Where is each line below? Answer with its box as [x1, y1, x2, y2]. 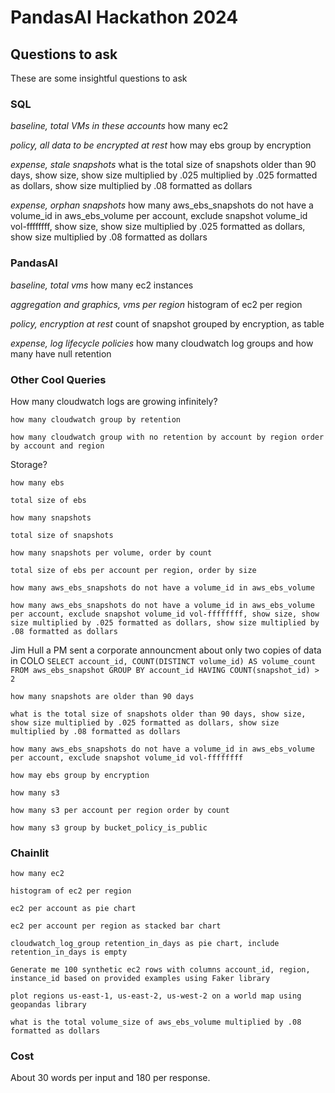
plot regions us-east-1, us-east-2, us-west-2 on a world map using [10, 991, 302, 1001]
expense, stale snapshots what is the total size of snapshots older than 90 [10, 159, 317, 171]
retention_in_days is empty [10, 947, 128, 958]
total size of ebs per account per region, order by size [10, 565, 257, 575]
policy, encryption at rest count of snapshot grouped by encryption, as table [10, 317, 325, 330]
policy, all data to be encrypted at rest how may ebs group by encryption [10, 139, 312, 151]
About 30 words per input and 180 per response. [10, 1072, 211, 1084]
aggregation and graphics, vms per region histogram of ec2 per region [10, 298, 303, 310]
